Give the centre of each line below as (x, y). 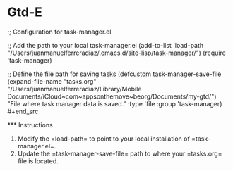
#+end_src (23, 111)
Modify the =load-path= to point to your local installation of (104, 139)
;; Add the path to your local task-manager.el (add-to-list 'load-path (106, 45)
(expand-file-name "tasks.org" (52, 81)
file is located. (38, 161)
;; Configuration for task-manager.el (59, 32)
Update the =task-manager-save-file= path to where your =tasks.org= (120, 153)
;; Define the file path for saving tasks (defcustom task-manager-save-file (114, 74)
